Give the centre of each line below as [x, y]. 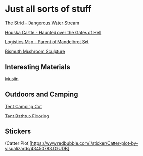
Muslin [12, 79]
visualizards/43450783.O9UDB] [37, 149]
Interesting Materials [38, 67]
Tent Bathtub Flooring [27, 116]
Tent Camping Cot [24, 106]
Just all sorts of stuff [48, 9]
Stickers [18, 131]
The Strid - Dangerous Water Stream [42, 23]
